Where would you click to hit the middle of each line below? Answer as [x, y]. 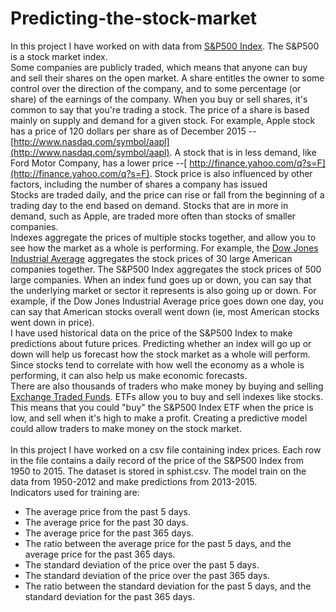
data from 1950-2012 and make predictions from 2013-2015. [134, 481]
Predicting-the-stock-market [134, 18]
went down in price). [52, 322]
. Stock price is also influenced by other [231, 173]
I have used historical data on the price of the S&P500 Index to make [151, 333]
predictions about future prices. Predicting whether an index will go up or [161, 343]
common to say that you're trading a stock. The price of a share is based [160, 109]
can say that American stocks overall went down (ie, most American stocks [165, 311]
